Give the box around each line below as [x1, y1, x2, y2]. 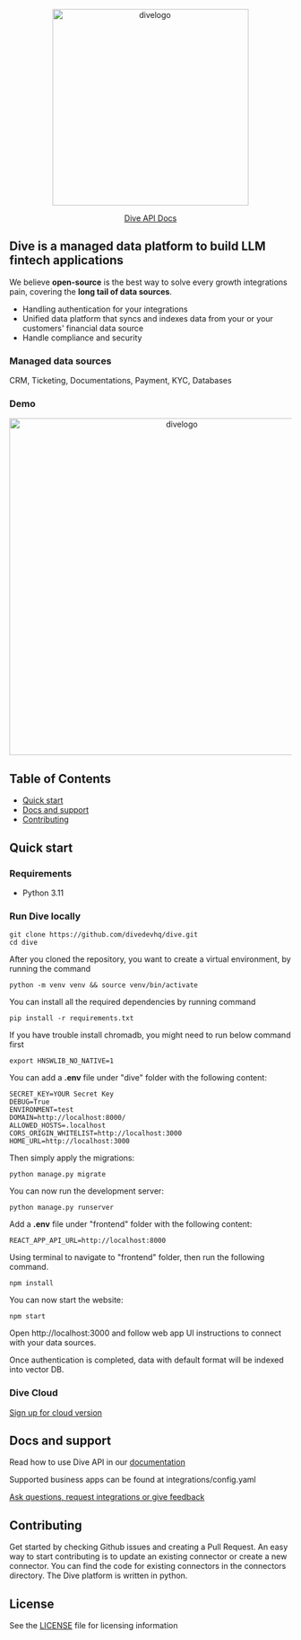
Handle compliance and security [21, 332, 142, 343]
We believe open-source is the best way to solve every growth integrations [9, 277, 288, 287]
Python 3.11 [21, 887, 64, 898]
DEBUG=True [9, 1098, 50, 1107]
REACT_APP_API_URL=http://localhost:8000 [9, 1236, 167, 1246]
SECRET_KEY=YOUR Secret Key [9, 1089, 115, 1099]
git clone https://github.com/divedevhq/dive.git [9, 930, 199, 939]
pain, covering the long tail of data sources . [9, 286, 173, 296]
